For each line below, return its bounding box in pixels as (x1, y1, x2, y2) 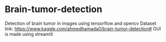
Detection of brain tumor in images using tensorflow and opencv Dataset (5, 20, 156, 26)
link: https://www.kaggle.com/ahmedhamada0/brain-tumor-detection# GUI (5, 25, 161, 31)
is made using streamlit (5, 31, 54, 37)
